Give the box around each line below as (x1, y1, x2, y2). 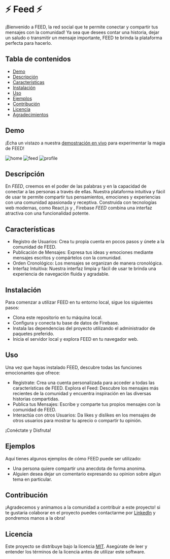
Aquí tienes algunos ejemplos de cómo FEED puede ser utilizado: (5, 455, 142, 461)
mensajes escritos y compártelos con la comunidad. (12, 255, 122, 261)
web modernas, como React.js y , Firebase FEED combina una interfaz (5, 205, 152, 211)
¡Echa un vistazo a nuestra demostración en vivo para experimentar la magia (5, 140, 165, 146)
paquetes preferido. (12, 331, 54, 337)
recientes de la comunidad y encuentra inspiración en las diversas (12, 390, 151, 396)
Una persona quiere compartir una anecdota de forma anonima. (12, 465, 146, 472)
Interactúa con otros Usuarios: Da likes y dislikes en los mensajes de (12, 412, 156, 418)
